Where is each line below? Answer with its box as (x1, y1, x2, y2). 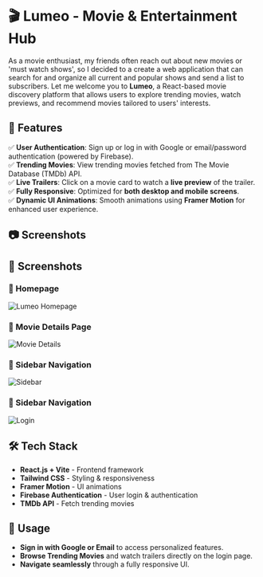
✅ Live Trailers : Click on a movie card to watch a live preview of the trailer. (8, 177, 256, 186)
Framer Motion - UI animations (19, 481, 122, 491)
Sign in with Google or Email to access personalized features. (19, 543, 224, 552)
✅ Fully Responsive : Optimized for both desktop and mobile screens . (8, 186, 240, 196)
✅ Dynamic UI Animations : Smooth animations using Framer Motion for (8, 195, 245, 205)
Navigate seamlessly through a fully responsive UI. (19, 559, 190, 569)
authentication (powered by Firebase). (8, 151, 134, 161)
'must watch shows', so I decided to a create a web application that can (8, 64, 243, 73)
